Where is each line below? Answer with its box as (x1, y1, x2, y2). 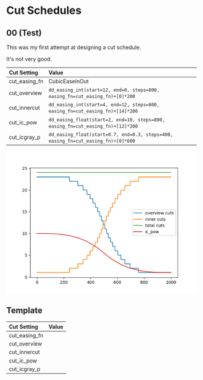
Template (6, 305, 43, 315)
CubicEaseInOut (48, 77, 89, 85)
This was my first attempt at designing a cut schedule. (6, 43, 141, 51)
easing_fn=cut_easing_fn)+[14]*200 (48, 108, 138, 115)
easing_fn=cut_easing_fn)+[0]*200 (48, 94, 135, 100)
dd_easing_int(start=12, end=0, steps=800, (48, 87, 160, 93)
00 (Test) (6, 28, 42, 38)
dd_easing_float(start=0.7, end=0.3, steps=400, (48, 131, 173, 138)
